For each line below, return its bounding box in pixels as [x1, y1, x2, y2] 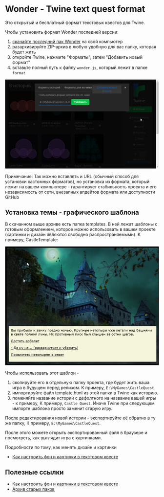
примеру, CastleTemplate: [5, 237, 58, 243]
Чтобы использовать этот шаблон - [5, 370, 79, 376]
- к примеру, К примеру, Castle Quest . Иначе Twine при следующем [12, 400, 155, 407]
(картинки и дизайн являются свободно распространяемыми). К [5, 231, 141, 238]
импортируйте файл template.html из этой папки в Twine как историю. [12, 390, 159, 396]
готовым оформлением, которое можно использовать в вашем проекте [5, 226, 156, 232]
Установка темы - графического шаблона [5, 208, 139, 216]
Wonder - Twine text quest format [5, 3, 145, 15]
